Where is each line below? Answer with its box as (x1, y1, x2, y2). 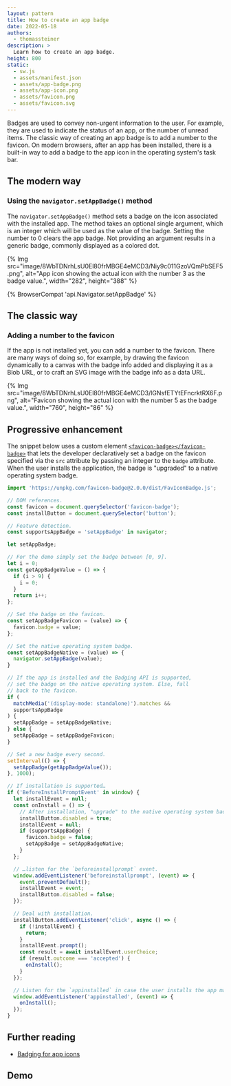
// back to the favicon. (7, 687, 78, 694)
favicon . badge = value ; (13, 624, 81, 631)
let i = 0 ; (7, 560, 38, 567)
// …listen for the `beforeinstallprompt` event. (13, 865, 158, 873)
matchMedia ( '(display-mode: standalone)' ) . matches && (13, 700, 170, 707)
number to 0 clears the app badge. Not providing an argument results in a (7, 234, 216, 242)
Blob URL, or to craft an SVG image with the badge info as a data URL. (7, 368, 206, 377)
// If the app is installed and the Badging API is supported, (7, 674, 192, 682)
